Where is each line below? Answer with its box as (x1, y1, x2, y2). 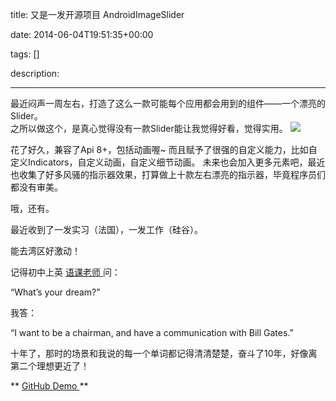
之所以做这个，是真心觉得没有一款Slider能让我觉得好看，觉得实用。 (10, 123, 288, 134)
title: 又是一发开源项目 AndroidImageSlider (10, 9, 185, 20)
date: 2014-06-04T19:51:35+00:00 (10, 29, 154, 40)
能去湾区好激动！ (10, 245, 81, 257)
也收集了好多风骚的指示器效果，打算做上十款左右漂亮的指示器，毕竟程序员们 (10, 169, 326, 180)
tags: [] (10, 48, 40, 60)
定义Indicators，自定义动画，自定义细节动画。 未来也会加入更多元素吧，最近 (10, 156, 326, 168)
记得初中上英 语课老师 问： (10, 266, 121, 278)
